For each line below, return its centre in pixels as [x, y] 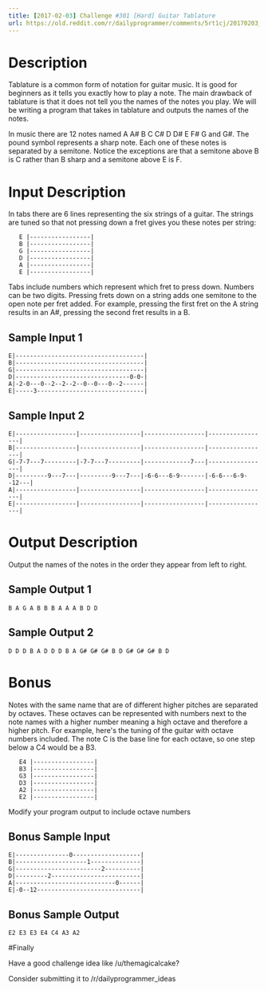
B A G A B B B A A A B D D [53, 608]
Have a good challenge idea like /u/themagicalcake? [94, 963]
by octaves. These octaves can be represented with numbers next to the [128, 713]
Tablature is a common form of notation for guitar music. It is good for [123, 85]
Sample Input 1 [45, 338]
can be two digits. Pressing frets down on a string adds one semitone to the [132, 296]
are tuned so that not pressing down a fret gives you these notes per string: [132, 223]
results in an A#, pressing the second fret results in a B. [99, 312]
